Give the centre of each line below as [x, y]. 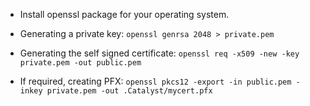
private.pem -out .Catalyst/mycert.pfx [129, 91]
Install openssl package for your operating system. [124, 14]
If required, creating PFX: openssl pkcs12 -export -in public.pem [155, 81]
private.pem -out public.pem [80, 63]
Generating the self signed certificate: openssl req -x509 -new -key [159, 53]
